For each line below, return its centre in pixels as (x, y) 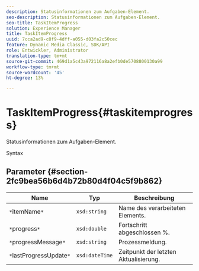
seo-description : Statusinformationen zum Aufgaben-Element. (83, 17)
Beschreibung (154, 198)
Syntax (15, 153)
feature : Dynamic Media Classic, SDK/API (58, 45)
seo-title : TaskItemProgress (42, 23)
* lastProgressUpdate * (40, 255)
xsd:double (92, 229)
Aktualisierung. (139, 259)
